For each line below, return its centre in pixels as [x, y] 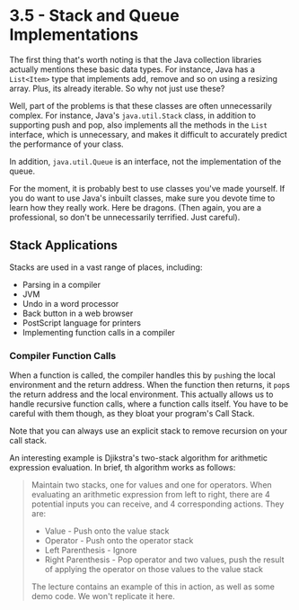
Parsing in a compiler [62, 284]
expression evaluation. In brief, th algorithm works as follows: [123, 468]
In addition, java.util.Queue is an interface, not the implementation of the [145, 161]
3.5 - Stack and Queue [94, 16]
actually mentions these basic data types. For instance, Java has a [132, 69]
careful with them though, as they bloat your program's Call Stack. [132, 414]
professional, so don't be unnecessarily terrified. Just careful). [125, 217]
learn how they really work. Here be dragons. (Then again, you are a [136, 207]
